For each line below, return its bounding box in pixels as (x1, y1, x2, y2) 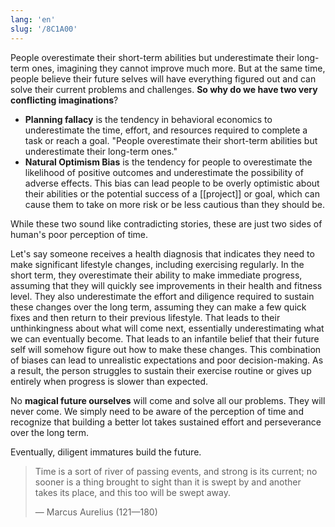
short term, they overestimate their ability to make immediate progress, (10, 269, 303, 281)
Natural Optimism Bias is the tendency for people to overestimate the (24, 156, 313, 168)
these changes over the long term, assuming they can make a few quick (10, 301, 307, 313)
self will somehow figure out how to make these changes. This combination (10, 343, 322, 355)
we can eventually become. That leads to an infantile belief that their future (10, 332, 320, 345)
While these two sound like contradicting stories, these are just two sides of (10, 217, 323, 230)
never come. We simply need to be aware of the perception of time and (10, 405, 304, 417)
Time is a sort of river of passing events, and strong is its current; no (34, 465, 318, 477)
